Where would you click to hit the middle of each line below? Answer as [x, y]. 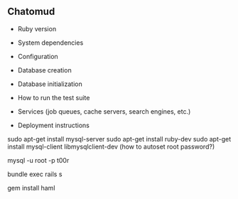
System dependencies [50, 43]
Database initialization [50, 84]
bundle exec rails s [35, 174]
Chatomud [31, 12]
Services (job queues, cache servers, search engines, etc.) [104, 111]
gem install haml [31, 188]
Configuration [38, 56]
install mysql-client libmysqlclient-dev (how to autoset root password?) [111, 146]
